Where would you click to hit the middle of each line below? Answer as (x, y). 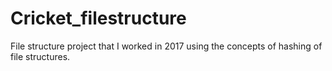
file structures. (40, 56)
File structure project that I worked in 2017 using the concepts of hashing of (166, 46)
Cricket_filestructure (98, 18)
